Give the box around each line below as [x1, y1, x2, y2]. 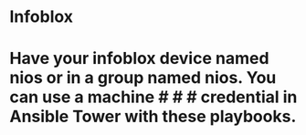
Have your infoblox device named [9, 48, 269, 69]
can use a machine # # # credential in [9, 87, 298, 108]
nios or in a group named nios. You [9, 67, 277, 88]
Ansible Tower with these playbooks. [9, 107, 297, 127]
